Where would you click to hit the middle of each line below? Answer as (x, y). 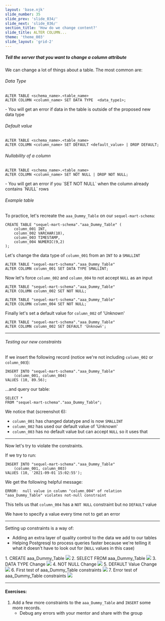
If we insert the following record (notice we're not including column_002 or (79, 357)
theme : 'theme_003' (25, 37)
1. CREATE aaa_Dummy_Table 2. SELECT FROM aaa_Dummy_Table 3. (81, 558)
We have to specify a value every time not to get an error (63, 514)
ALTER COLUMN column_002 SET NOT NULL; (46, 291)
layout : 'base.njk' (25, 10)
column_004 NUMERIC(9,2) (39, 242)
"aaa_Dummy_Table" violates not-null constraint (56, 495)
